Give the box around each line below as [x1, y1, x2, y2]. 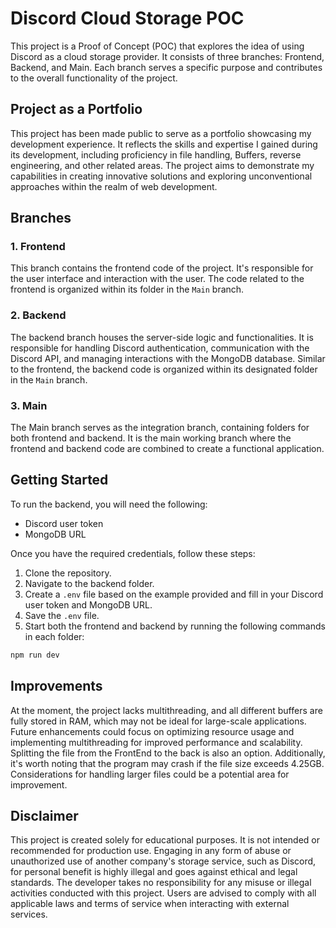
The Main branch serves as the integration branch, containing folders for [10, 422, 310, 434]
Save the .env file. [24, 609, 100, 621]
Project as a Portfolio [10, 101, 143, 118]
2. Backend [10, 308, 67, 322]
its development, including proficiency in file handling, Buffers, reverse [10, 148, 302, 161]
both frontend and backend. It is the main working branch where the [10, 432, 292, 444]
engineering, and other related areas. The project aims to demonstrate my [10, 159, 315, 171]
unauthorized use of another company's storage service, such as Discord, [10, 855, 317, 867]
